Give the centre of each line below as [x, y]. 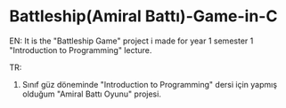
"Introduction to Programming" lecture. [81, 50]
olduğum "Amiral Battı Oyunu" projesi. [92, 94]
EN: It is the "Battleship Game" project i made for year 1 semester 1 [131, 41]
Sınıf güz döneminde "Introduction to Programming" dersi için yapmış [150, 84]
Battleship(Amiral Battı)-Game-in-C [143, 16]
